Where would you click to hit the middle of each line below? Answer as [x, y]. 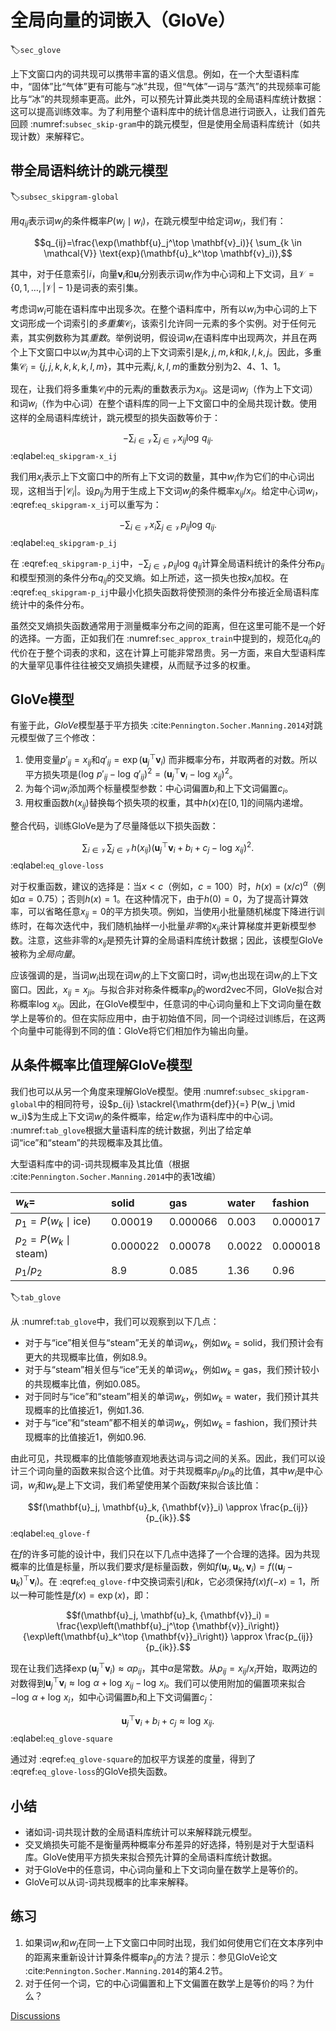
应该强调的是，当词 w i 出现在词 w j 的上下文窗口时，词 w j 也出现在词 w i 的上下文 [164, 976]
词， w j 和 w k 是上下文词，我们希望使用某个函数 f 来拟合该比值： [136, 1486]
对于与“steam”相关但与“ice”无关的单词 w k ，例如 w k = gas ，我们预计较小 [172, 1370]
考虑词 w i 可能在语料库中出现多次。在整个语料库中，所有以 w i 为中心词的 [155, 310]
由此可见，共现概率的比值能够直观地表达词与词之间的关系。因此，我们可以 [163, 1458]
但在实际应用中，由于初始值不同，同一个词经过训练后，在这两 [198, 1018]
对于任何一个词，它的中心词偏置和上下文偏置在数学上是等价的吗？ [160, 1983]
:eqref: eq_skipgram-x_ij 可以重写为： [86, 505]
